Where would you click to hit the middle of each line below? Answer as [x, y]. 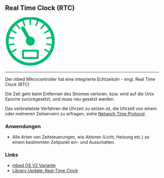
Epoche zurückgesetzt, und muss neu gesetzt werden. [60, 99]
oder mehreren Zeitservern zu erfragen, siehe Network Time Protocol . [76, 113]
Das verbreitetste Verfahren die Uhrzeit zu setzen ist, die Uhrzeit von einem [81, 108]
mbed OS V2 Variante [34, 165]
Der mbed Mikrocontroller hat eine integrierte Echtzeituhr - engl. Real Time [80, 79]
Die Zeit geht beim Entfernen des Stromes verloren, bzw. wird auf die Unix [80, 94]
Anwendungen [23, 126]
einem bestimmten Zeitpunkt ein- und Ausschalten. [64, 142]
